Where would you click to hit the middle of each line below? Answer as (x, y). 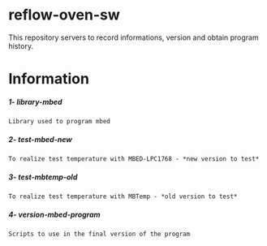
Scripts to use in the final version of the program (99, 234)
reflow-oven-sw (64, 15)
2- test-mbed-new (41, 139)
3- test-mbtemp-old (43, 177)
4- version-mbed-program (54, 214)
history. (21, 45)
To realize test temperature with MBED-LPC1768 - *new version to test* (134, 159)
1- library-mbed (35, 101)
